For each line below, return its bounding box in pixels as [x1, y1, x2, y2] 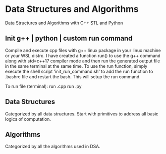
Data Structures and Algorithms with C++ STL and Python [5, 20, 123, 26]
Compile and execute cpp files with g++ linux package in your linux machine [5, 47, 161, 53]
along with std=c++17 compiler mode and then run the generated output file [5, 58, 160, 64]
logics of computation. [5, 116, 51, 122]
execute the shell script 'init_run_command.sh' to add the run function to [5, 68, 153, 74]
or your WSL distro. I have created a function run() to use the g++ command [5, 52, 161, 58]
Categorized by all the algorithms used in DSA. [5, 144, 101, 150]
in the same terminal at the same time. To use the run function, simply [5, 63, 148, 69]
